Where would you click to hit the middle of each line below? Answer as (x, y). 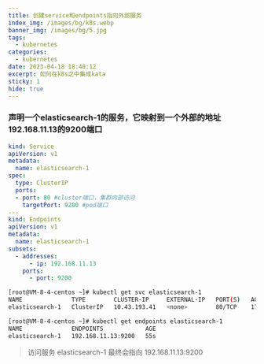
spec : (17, 176)
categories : (27, 52)
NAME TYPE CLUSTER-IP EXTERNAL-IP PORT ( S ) (125, 300)
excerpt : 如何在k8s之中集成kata (57, 74)
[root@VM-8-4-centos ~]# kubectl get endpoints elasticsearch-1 (115, 321)
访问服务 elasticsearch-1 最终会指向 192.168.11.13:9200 (115, 352)
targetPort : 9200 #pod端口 (65, 205)
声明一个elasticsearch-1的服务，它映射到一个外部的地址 (115, 117)
